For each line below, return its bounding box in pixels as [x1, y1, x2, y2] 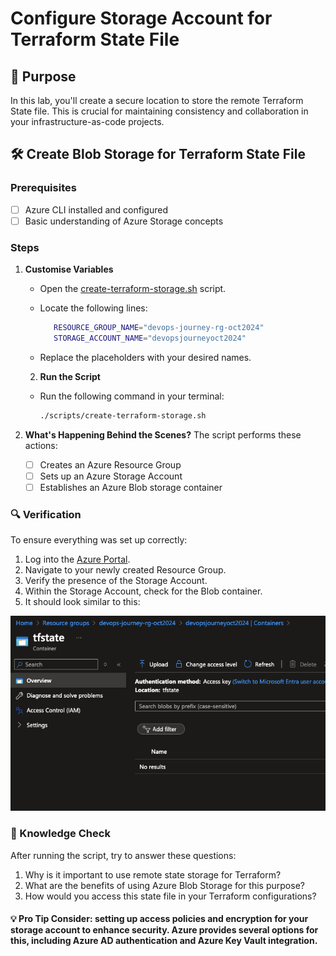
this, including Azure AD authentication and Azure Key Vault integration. [10, 935, 318, 947]
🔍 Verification [10, 507, 82, 521]
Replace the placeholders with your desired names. [39, 351, 252, 363]
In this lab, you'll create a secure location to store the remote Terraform [10, 95, 304, 106]
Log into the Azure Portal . [24, 553, 131, 566]
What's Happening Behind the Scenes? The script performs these [24, 428, 302, 441]
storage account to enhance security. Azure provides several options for [10, 924, 319, 936]
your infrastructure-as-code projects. [10, 116, 165, 127]
